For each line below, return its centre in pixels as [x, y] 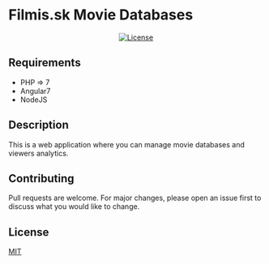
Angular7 [35, 91]
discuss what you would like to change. [74, 207]
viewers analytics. [38, 153]
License [29, 232]
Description [38, 125]
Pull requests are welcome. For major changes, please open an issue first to [135, 198]
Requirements [45, 63]
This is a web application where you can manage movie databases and [127, 144]
